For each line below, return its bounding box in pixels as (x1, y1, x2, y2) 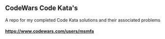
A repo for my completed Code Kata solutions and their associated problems (5, 17, 161, 23)
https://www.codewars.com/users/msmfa (5, 28, 95, 34)
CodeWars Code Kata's (5, 4, 78, 12)
